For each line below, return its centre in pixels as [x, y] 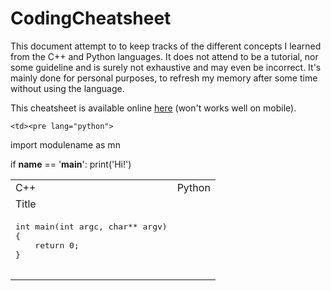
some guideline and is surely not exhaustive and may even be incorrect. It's [166, 67]
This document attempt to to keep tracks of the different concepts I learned [166, 46]
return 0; [57, 245]
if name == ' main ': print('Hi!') [71, 164]
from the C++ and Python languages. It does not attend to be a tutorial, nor [164, 56]
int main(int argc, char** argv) [91, 226]
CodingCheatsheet [91, 18]
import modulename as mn [65, 144]
